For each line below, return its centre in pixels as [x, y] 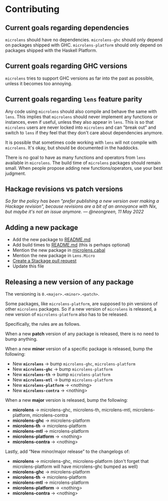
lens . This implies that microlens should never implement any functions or [81, 117]
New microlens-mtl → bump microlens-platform [62, 380]
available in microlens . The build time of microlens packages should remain [83, 163]
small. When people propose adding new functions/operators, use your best [84, 168]
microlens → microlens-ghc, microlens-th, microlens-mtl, [72, 410]
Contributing [32, 9]
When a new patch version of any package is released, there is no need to [82, 334]
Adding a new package [42, 227]
